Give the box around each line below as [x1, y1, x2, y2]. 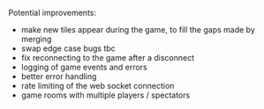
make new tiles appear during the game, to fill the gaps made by [20, 25, 255, 34]
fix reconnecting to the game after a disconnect [20, 53, 195, 62]
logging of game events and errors [20, 62, 147, 72]
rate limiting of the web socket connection [20, 81, 175, 91]
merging [20, 34, 52, 44]
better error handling [20, 71, 97, 82]
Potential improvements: [8, 8, 97, 18]
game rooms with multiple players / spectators [20, 90, 191, 100]
